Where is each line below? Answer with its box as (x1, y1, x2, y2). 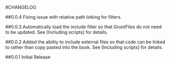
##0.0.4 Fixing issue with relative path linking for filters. (5, 14, 122, 20)
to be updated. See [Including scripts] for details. (5, 29, 108, 35)
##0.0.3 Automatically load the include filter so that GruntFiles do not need (5, 24, 162, 30)
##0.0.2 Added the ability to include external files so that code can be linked (5, 39, 165, 45)
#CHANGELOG (5, 5, 37, 10)
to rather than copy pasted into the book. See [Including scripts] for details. (5, 44, 163, 50)
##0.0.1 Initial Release (5, 54, 51, 60)
